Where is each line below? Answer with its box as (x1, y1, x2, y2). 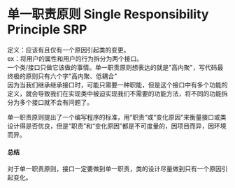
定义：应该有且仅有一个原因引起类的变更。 (7, 45, 130, 54)
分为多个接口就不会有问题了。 (7, 98, 93, 106)
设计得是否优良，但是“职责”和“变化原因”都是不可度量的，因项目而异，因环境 (7, 122, 227, 130)
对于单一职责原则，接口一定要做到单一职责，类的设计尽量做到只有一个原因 (7, 165, 222, 173)
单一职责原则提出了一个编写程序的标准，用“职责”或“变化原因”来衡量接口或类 (7, 113, 227, 121)
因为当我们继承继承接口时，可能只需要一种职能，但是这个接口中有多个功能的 (7, 80, 228, 89)
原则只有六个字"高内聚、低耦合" (25, 71, 117, 80)
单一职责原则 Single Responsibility (7, 6, 209, 22)
